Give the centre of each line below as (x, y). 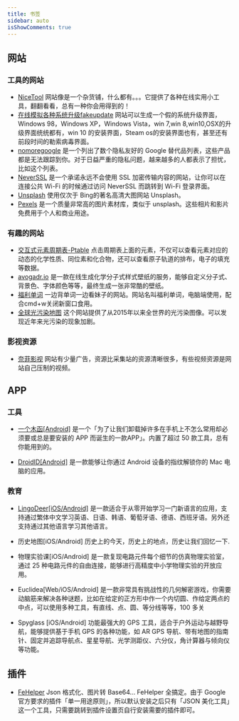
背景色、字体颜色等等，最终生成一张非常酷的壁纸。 (92, 286)
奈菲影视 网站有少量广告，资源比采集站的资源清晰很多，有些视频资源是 (121, 358)
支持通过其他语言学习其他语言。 (64, 526)
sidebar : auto (28, 21)
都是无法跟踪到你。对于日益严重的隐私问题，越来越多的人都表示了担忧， (123, 160)
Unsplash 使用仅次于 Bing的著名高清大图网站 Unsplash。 (101, 195)
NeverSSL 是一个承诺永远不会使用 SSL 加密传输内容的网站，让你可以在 (122, 177)
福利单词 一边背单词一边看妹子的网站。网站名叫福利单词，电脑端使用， (121, 295)
